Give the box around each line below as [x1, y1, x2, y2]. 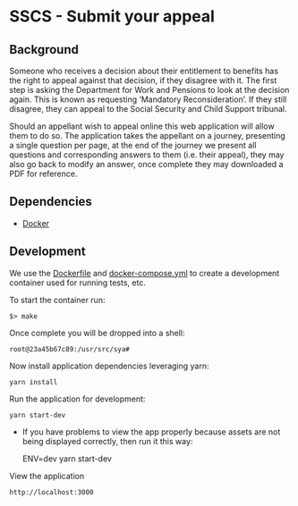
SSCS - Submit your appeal [9, 6, 215, 27]
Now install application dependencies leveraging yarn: [9, 360, 209, 371]
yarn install [9, 377, 58, 386]
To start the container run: [9, 294, 106, 305]
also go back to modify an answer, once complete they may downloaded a [9, 159, 284, 169]
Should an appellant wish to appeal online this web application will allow [9, 121, 275, 131]
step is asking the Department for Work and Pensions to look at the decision [9, 85, 290, 95]
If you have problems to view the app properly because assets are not [21, 426, 281, 437]
